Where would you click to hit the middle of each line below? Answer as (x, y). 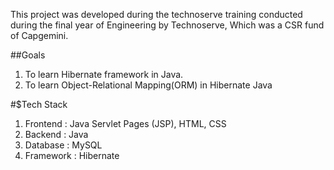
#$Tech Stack (39, 104)
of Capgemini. (39, 35)
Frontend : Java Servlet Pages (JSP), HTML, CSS (125, 123)
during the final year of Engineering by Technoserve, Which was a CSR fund (167, 25)
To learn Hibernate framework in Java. (104, 74)
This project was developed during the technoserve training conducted (156, 14)
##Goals (28, 55)
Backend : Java (56, 134)
